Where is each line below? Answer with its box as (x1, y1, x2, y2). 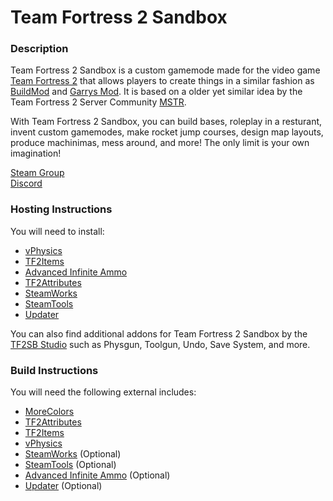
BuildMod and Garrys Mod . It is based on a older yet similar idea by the (10, 86, 303, 98)
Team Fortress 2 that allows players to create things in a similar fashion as (10, 75, 315, 87)
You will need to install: (10, 225, 105, 237)
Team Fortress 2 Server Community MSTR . (10, 96, 187, 108)
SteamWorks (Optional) (24, 448, 122, 460)
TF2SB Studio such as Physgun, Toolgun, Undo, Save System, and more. (10, 338, 311, 350)
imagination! (10, 147, 62, 160)
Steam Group (10, 167, 65, 179)
